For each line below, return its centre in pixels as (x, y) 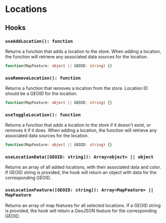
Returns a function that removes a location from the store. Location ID (77, 88)
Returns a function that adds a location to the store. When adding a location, (83, 51)
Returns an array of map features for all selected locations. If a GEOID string (83, 205)
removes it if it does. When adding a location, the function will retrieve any (81, 130)
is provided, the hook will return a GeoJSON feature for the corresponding (81, 211)
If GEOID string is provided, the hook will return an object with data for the (81, 173)
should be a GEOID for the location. (41, 94)
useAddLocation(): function (39, 41)
